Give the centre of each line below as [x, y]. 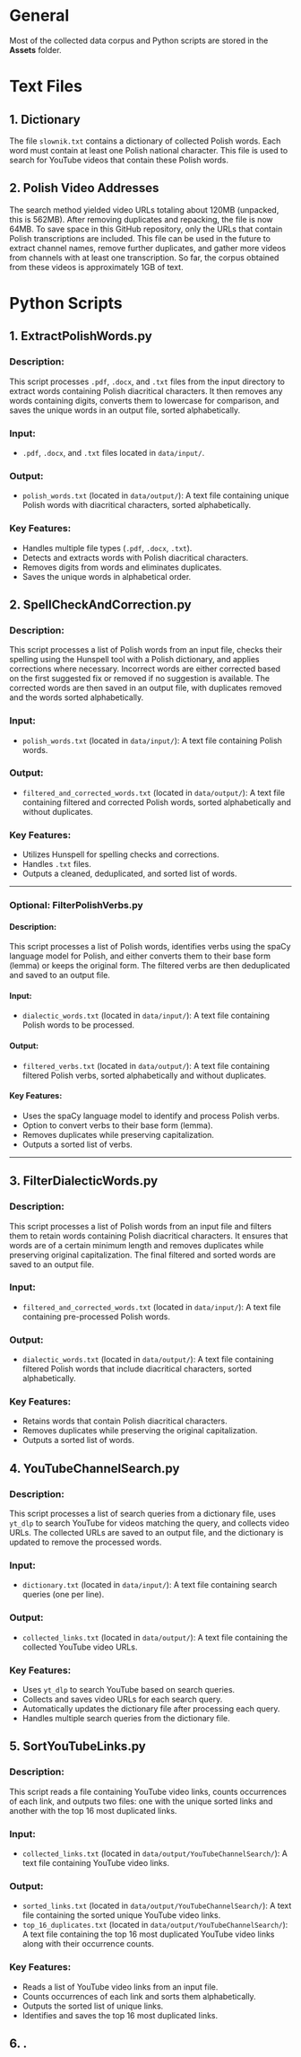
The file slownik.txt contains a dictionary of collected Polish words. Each [145, 141]
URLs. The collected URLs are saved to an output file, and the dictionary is [146, 1533]
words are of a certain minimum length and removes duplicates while [137, 1245]
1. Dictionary [45, 119]
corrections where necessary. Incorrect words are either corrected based [145, 669]
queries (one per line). [63, 1595]
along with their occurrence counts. [88, 1944]
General [39, 16]
